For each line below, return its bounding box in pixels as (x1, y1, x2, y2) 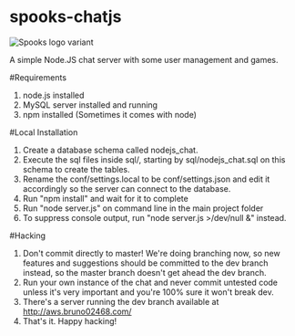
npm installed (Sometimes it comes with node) (22, 109, 198, 120)
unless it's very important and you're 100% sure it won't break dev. (22, 286, 275, 298)
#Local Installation (9, 126, 78, 138)
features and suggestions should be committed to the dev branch (22, 257, 269, 268)
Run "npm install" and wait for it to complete (22, 193, 188, 204)
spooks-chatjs (9, 6, 122, 27)
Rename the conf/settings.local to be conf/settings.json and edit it (22, 173, 270, 184)
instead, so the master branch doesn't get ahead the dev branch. (22, 267, 267, 278)
